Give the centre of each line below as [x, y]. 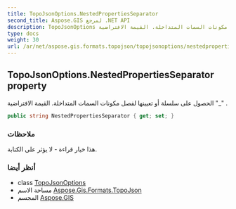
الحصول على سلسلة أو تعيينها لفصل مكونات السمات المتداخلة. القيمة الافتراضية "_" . [118, 103]
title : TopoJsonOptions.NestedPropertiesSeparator [83, 14]
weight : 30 [23, 40]
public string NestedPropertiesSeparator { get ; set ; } [91, 116]
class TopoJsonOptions [52, 183]
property [27, 86]
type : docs [23, 33]
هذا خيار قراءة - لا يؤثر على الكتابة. [52, 149]
